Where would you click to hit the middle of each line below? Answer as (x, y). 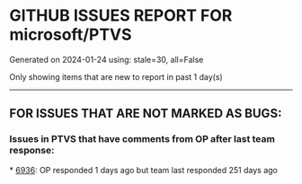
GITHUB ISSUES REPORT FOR (121, 16)
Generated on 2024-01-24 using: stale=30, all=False (107, 59)
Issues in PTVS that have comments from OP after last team (142, 139)
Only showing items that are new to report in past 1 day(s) (116, 76)
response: (32, 151)
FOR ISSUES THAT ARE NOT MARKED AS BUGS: (146, 114)
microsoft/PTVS (71, 35)
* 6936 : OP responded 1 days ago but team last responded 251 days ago (144, 170)
